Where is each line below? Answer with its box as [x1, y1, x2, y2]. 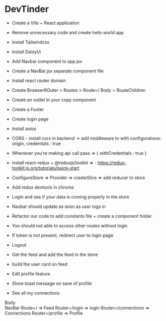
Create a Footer [11, 106, 44, 112]
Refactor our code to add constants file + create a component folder [11, 213, 152, 219]
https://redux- [97, 160, 127, 166]
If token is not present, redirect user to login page [11, 232, 114, 238]
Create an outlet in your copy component [11, 97, 96, 103]
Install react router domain [11, 77, 66, 83]
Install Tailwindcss [11, 39, 50, 45]
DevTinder [4, 3, 49, 15]
